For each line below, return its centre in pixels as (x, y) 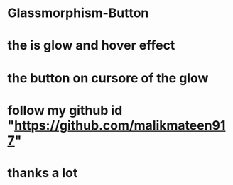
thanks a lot (43, 173)
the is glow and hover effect (91, 46)
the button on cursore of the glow (108, 78)
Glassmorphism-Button (78, 13)
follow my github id (65, 110)
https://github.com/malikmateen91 (120, 125)
